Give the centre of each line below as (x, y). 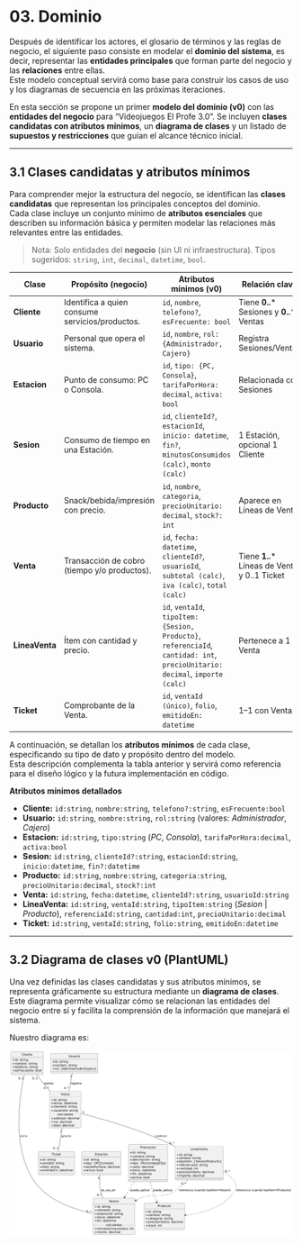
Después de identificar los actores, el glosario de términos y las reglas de (145, 41)
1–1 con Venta (265, 710)
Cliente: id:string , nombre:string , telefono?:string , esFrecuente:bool (154, 808)
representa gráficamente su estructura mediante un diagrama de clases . (144, 991)
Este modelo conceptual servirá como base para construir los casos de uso (149, 79)
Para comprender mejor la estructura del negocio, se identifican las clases (147, 194)
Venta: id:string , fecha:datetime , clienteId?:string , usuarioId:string (155, 894)
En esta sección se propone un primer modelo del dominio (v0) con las (142, 106)
